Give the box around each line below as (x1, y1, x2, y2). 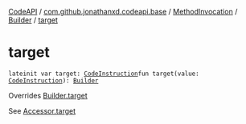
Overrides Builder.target (8, 90, 88, 100)
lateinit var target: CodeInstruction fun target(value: (8, 70, 199, 78)
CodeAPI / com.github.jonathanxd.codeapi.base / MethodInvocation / (8, 7, 238, 16)
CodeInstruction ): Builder (8, 76, 99, 85)
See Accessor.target (8, 106, 76, 115)
